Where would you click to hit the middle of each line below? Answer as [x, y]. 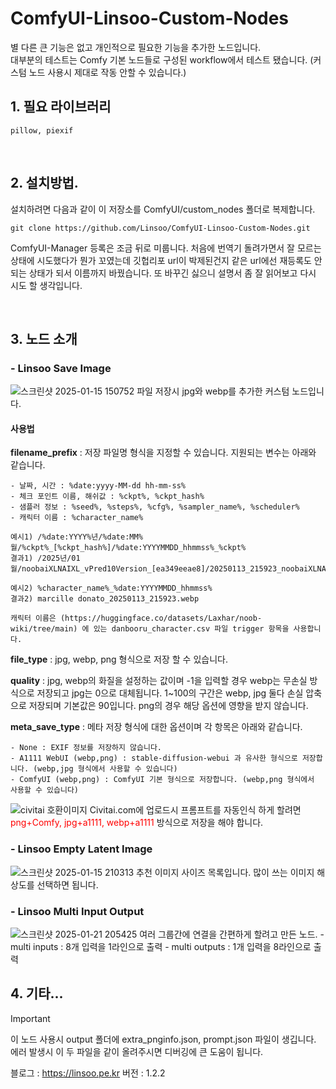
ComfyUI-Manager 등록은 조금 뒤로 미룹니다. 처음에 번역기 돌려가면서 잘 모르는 [166, 248]
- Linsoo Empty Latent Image [81, 849]
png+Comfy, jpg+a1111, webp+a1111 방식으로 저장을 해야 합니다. [137, 823]
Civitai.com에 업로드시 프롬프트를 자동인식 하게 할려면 [195, 810]
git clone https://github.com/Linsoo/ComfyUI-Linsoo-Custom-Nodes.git [160, 228]
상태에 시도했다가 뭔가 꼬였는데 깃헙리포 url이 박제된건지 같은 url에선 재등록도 [161, 260]
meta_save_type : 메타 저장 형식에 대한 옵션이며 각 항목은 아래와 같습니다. [156, 727]
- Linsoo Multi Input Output [77, 911]
